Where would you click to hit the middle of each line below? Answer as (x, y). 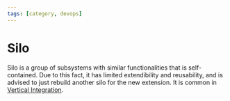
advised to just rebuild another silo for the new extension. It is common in (112, 82)
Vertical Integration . (35, 90)
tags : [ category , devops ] (44, 14)
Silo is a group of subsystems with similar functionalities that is (97, 68)
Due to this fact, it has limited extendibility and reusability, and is (131, 75)
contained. (23, 75)
